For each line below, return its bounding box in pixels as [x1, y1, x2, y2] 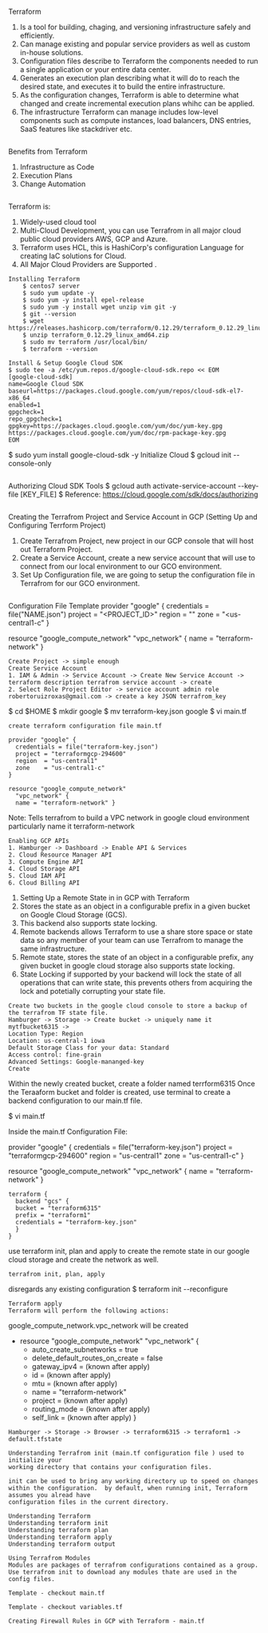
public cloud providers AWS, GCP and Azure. [19, 234, 168, 243]
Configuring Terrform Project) [8, 521, 106, 530]
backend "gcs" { [15, 1197, 69, 1205]
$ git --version [22, 310, 77, 318]
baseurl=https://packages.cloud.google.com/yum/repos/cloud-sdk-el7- [8, 387, 245, 395]
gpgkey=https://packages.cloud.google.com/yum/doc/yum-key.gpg [8, 422, 223, 430]
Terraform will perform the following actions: [8, 1307, 170, 1315]
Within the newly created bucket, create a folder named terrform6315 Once [8, 1079, 255, 1088]
